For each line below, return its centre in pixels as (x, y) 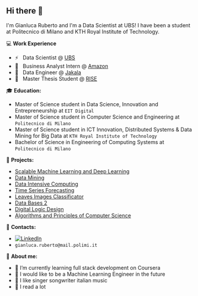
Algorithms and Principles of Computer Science (73, 215)
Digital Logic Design (39, 209)
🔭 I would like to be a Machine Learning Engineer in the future (90, 274)
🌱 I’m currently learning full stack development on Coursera (87, 268)
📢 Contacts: (21, 227)
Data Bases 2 (31, 203)
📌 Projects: (20, 160)
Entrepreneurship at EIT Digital (54, 110)
